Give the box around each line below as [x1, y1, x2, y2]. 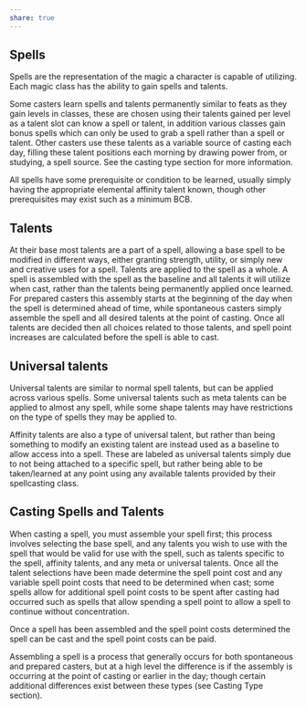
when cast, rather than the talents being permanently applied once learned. [9, 284, 294, 295]
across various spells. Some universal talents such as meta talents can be [9, 392, 288, 403]
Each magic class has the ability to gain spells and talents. [9, 81, 228, 92]
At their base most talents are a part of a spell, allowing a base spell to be [9, 245, 286, 255]
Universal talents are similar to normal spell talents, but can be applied [9, 382, 274, 393]
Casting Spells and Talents [9, 504, 164, 520]
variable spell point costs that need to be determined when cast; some [9, 577, 275, 588]
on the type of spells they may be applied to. [9, 412, 177, 422]
